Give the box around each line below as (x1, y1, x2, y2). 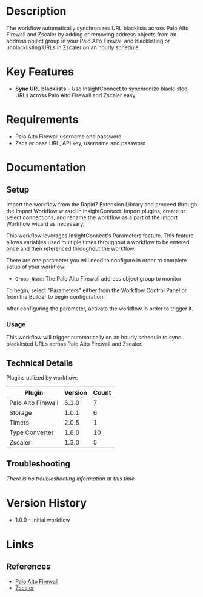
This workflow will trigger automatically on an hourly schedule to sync (6, 334, 181, 341)
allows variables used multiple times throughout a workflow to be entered (6, 238, 190, 245)
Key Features (6, 65, 75, 79)
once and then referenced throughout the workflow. (6, 245, 136, 252)
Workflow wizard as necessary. (6, 220, 85, 227)
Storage (9, 408, 32, 417)
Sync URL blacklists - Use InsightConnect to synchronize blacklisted (15, 85, 188, 92)
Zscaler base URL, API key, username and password (15, 139, 146, 146)
